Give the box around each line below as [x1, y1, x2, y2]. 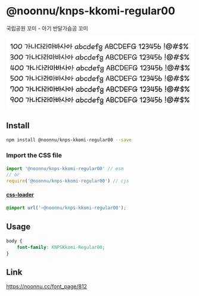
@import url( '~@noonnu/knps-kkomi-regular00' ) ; [6, 205, 127, 211]
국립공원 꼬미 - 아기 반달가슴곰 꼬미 [6, 24, 88, 32]
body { [6, 238, 23, 244]
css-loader [6, 191, 34, 198]
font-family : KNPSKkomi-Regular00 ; [17, 244, 105, 250]
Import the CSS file [6, 151, 63, 159]
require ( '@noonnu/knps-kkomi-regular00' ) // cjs [6, 178, 129, 184]
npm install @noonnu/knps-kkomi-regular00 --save [6, 137, 132, 143]
